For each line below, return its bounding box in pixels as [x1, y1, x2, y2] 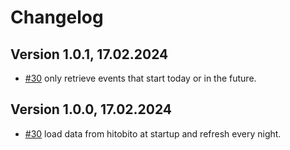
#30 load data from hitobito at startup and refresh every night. [24, 127, 282, 140]
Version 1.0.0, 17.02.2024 [10, 101, 173, 118]
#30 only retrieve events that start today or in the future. [24, 72, 257, 84]
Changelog [10, 6, 104, 29]
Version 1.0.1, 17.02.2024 [10, 46, 169, 63]
